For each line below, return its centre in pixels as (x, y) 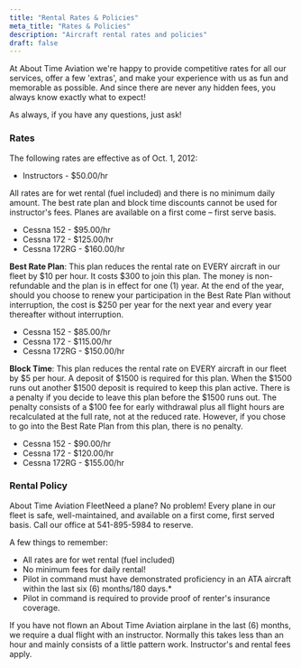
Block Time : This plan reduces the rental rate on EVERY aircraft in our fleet (148, 368)
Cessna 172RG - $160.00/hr (73, 248)
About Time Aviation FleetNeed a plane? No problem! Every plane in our (143, 506)
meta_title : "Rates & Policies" (70, 26)
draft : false (34, 43)
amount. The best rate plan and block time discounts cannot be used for (143, 202)
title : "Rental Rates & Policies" (74, 18)
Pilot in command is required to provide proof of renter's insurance (146, 598)
